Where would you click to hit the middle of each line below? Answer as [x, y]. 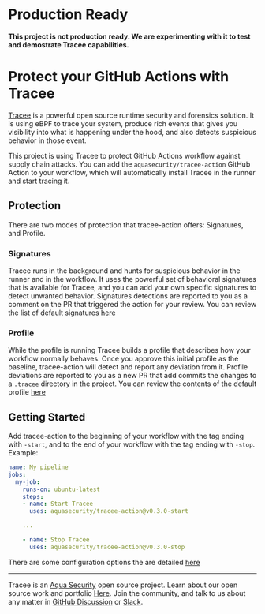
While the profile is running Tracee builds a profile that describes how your [129, 350]
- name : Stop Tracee [56, 540]
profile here [27, 392]
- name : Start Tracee [58, 504]
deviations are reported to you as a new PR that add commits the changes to [132, 376]
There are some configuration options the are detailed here [104, 562]
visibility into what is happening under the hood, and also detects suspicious [132, 132]
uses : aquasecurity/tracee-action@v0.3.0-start [109, 511]
